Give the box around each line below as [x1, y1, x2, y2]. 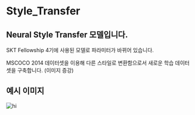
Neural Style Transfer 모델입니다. [6, 29, 128, 40]
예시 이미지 [6, 86, 45, 96]
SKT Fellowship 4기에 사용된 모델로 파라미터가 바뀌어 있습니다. [6, 47, 154, 53]
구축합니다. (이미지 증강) [17, 67, 74, 74]
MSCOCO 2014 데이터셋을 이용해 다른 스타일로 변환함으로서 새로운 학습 [6, 59, 174, 66]
